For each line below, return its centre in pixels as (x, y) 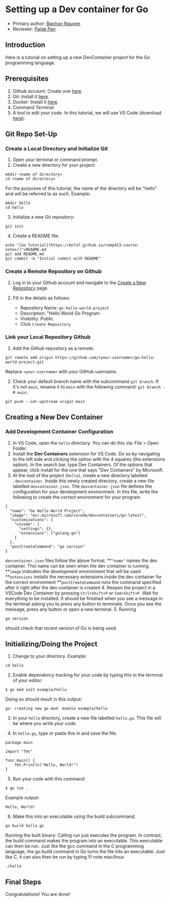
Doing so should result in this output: (44, 699)
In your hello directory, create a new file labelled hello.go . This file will (87, 718)
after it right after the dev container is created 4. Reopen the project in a (80, 587)
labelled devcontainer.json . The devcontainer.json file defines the (82, 486)
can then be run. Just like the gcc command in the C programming (75, 846)
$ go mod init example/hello (36, 690)
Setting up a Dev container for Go (77, 9)
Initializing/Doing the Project (51, 644)
